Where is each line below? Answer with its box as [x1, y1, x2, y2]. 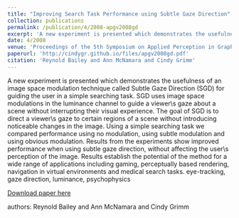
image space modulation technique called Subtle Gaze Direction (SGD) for [7, 83, 225, 93]
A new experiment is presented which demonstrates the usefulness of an [7, 76, 222, 85]
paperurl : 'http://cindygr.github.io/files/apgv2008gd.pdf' [7, 51, 190, 58]
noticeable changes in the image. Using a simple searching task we [7, 122, 205, 130]
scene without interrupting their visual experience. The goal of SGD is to [7, 106, 219, 115]
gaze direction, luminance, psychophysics [7, 175, 131, 183]
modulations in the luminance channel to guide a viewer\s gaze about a [7, 99, 216, 108]
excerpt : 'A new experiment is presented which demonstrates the [7, 30, 205, 38]
